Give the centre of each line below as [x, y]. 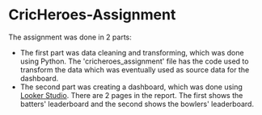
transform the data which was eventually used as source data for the [135, 69]
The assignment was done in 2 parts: [70, 37]
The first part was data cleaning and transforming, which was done [132, 52]
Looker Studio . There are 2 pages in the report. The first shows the [131, 95]
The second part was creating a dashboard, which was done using [131, 87]
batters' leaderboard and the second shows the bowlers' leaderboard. [137, 104]
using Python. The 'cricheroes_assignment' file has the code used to [134, 61]
